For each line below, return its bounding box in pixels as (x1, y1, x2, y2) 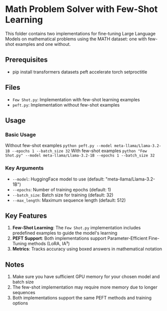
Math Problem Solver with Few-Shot (5, 3, 158, 15)
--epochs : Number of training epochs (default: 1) (12, 186, 111, 192)
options (12, 300, 28, 306)
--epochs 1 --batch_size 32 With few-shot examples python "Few (11, 148, 147, 154)
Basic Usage (5, 131, 36, 138)
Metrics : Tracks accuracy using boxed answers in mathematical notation (12, 246, 163, 252)
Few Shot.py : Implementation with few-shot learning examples (12, 96, 140, 103)
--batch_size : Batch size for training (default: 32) (12, 192, 114, 198)
